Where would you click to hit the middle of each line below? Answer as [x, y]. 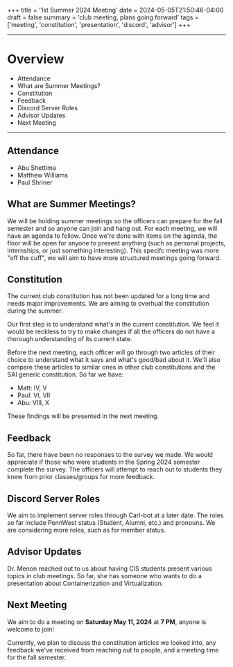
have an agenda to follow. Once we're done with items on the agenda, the [112, 236]
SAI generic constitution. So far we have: [66, 374]
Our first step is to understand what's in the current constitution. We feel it [113, 324]
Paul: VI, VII [34, 395]
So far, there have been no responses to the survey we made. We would [110, 455]
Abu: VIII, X [33, 403]
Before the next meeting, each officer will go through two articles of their [111, 352]
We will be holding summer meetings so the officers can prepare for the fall [115, 220]
